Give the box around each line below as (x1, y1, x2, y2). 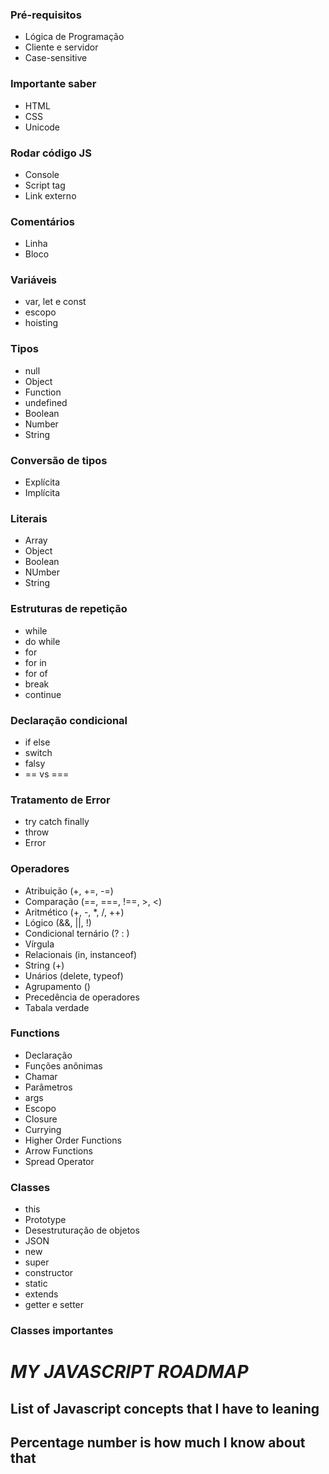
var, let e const (24, 296, 87, 308)
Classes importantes (10, 1324, 114, 1338)
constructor (24, 1267, 74, 1279)
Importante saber (10, 77, 97, 91)
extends (24, 1288, 59, 1300)
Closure (24, 1113, 58, 1125)
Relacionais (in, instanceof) (24, 948, 138, 960)
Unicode (24, 121, 61, 133)
